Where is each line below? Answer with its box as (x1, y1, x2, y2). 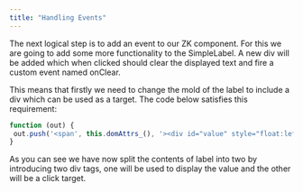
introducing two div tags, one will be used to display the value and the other (9, 163, 291, 174)
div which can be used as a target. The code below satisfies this (9, 94, 248, 105)
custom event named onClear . (9, 67, 122, 78)
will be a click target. (9, 173, 87, 184)
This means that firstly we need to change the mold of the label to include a (9, 84, 290, 95)
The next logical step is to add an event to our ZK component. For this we (9, 38, 282, 49)
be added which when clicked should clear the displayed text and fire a (9, 57, 274, 68)
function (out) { (9, 121, 75, 130)
